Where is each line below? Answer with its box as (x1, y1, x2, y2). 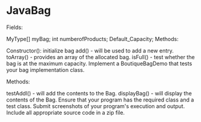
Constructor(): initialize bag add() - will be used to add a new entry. (6, 47, 174, 54)
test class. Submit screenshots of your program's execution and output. (6, 102, 185, 109)
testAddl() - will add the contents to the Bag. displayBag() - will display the (6, 89, 192, 97)
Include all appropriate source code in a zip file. (6, 109, 125, 116)
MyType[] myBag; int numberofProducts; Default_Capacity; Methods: (6, 35, 179, 42)
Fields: (6, 24, 23, 31)
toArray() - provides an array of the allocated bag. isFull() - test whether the (6, 53, 195, 60)
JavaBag (6, 4, 51, 18)
